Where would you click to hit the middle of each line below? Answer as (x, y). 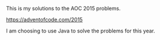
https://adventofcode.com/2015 (44, 19)
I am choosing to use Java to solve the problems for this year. (81, 31)
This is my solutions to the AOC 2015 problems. (63, 8)
